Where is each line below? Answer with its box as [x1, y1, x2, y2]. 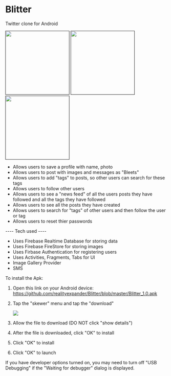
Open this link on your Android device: [12, 285, 94, 291]
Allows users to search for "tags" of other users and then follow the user [12, 207, 166, 213]
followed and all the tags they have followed [12, 196, 106, 203]
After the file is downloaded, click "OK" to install [12, 329, 114, 336]
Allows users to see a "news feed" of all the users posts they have [12, 191, 153, 197]
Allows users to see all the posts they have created [12, 202, 120, 208]
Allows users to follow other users [12, 185, 84, 191]
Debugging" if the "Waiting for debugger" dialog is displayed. [5, 365, 135, 371]
